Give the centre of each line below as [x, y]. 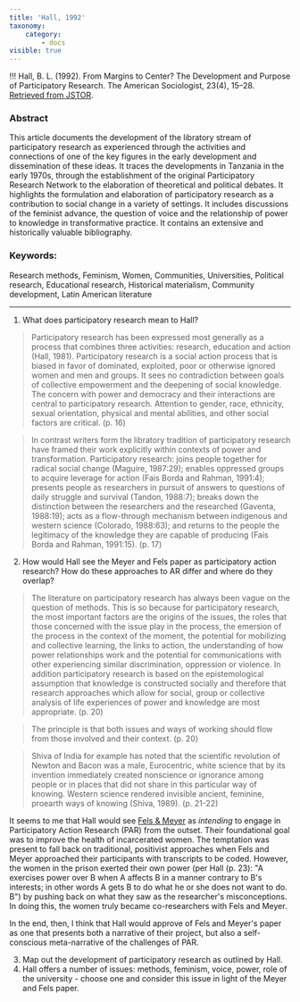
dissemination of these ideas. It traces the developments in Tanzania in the [146, 166]
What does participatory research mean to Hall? [110, 320]
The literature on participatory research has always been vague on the [160, 597]
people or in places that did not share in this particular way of [144, 784]
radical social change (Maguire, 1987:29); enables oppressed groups [157, 468]
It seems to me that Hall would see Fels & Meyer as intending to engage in [145, 820]
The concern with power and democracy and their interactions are [153, 394]
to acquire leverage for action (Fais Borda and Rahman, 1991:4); [148, 478]
